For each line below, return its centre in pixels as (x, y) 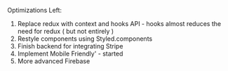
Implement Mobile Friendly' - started (70, 53)
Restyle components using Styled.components (85, 39)
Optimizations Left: (34, 10)
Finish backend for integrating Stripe (70, 46)
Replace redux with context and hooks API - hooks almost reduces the (119, 24)
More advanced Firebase (54, 61)
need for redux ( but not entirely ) (66, 31)
